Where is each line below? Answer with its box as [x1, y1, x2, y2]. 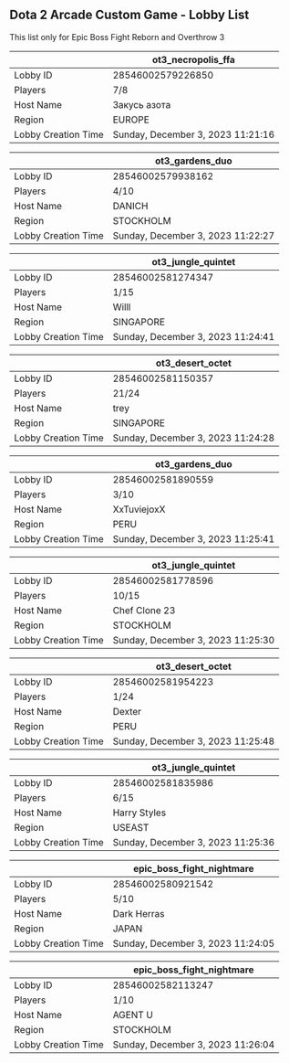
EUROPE [112, 113, 150, 126]
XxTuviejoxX [112, 503, 166, 516]
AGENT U [112, 1008, 153, 1021]
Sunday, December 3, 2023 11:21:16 [112, 128, 275, 141]
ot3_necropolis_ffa [151, 53, 235, 66]
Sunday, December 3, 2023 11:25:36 [112, 835, 275, 848]
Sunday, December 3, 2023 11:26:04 [112, 1037, 275, 1050]
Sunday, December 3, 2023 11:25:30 [112, 633, 275, 646]
